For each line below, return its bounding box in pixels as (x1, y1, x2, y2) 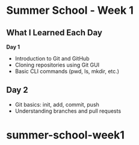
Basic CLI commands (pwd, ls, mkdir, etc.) (14, 68, 119, 75)
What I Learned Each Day (6, 28, 102, 38)
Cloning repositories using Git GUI (14, 61, 100, 68)
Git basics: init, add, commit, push (14, 101, 99, 108)
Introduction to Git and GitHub (14, 55, 90, 62)
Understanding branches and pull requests (14, 107, 122, 114)
